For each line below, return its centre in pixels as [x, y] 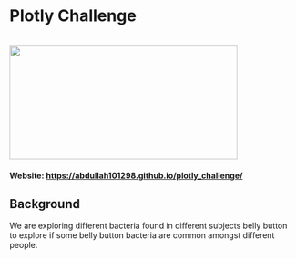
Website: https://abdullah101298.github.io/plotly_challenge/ [126, 175]
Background [45, 204]
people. [24, 245]
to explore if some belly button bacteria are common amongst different [142, 235]
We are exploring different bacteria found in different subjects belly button [148, 226]
